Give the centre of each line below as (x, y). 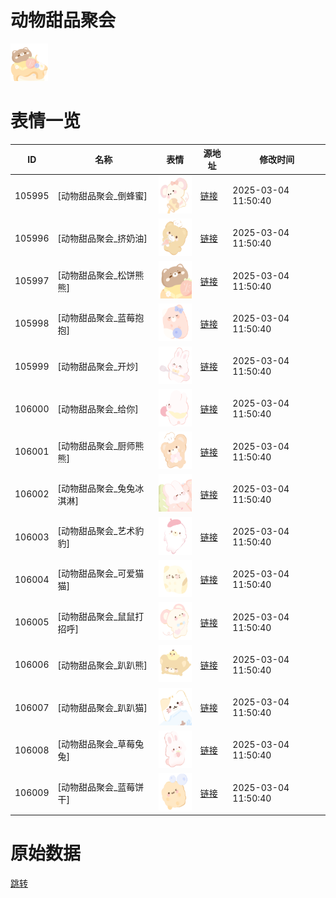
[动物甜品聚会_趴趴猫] (102, 708)
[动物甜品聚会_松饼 (96, 275)
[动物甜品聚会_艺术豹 (101, 531)
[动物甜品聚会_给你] (98, 409)
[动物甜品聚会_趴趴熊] (102, 665)
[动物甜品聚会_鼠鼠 (96, 616)
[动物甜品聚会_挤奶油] (102, 238)
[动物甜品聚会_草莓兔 (101, 744)
